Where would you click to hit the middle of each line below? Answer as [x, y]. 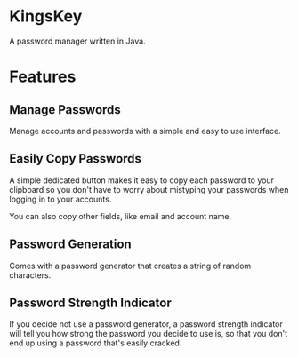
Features [43, 77]
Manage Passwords [65, 110]
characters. [30, 275]
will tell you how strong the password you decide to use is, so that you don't [149, 334]
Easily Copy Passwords [76, 159]
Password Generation [70, 245]
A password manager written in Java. [77, 41]
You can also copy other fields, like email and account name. [121, 216]
